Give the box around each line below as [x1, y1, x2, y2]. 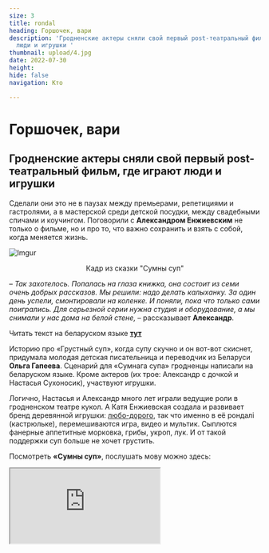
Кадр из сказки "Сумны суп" [85, 263, 184, 273]
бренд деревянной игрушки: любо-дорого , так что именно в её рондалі [9, 410, 255, 420]
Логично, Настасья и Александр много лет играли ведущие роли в [9, 393, 239, 403]
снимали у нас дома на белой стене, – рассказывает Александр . [9, 313, 235, 323]
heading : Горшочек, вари [9, 26, 92, 34]
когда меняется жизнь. [9, 232, 89, 242]
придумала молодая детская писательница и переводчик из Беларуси [9, 352, 251, 362]
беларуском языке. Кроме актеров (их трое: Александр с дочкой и [9, 369, 239, 379]
